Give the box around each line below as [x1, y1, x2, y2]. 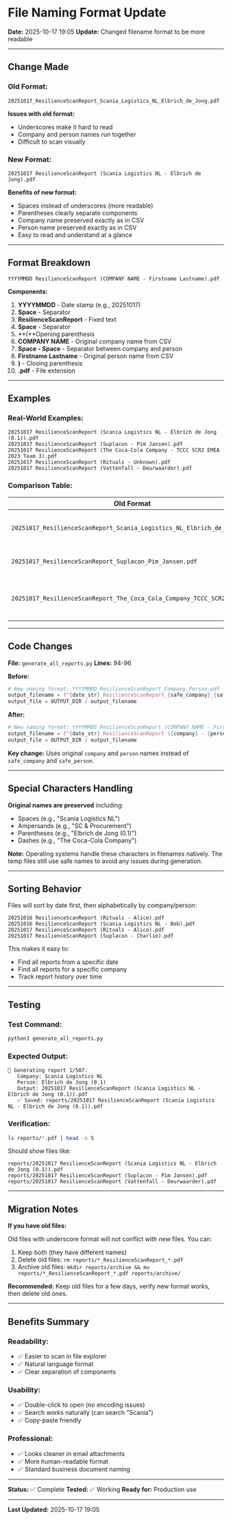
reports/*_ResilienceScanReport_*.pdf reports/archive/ [17, 1270, 181, 1277]
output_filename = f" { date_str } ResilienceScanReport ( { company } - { [8, 730, 211, 737]
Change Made [8, 61, 69, 73]
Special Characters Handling [8, 783, 133, 794]
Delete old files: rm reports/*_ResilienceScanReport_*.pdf [17, 1255, 184, 1264]
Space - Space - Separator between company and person [17, 344, 182, 353]
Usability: [8, 1385, 40, 1394]
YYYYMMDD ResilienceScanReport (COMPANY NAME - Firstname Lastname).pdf [8, 275, 220, 282]
